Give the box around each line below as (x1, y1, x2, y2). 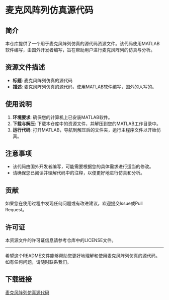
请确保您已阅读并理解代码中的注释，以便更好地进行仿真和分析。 (12, 170, 145, 176)
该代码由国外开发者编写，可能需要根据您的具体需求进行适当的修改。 (12, 163, 154, 169)
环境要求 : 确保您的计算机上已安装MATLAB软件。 (12, 114, 113, 120)
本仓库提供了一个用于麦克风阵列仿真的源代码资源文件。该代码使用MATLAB (5, 41, 160, 46)
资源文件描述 (5, 63, 45, 72)
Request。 (5, 207, 27, 213)
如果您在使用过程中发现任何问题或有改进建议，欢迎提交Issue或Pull (5, 200, 143, 207)
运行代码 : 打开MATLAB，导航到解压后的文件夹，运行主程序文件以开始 (12, 127, 157, 133)
